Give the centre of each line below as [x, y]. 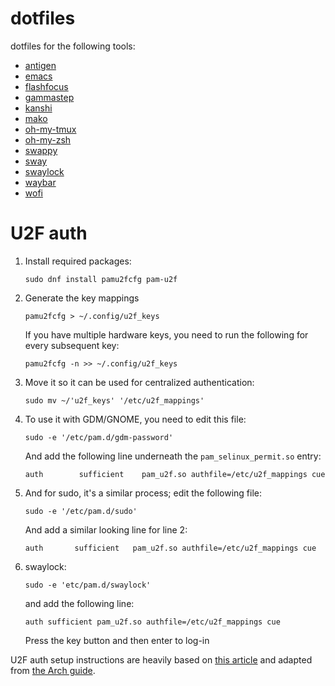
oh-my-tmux [50, 129]
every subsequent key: [72, 345]
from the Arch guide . [53, 670]
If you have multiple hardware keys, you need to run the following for [166, 334]
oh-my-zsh [48, 139]
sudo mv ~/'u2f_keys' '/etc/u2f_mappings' [114, 400]
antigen [40, 65]
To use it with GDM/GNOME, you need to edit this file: [135, 419]
